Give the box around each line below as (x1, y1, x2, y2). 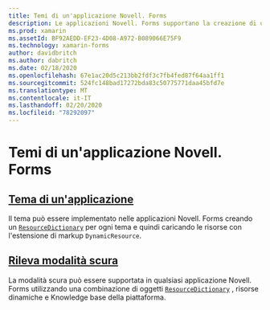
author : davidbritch (8, 49, 78, 57)
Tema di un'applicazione (8, 192, 134, 206)
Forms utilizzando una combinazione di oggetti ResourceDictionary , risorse (8, 283, 259, 293)
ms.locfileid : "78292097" (8, 109, 95, 117)
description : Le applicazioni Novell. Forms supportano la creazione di (8, 19, 257, 27)
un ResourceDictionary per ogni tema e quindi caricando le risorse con (8, 222, 243, 231)
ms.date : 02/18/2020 (8, 64, 78, 72)
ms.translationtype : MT (8, 86, 88, 95)
